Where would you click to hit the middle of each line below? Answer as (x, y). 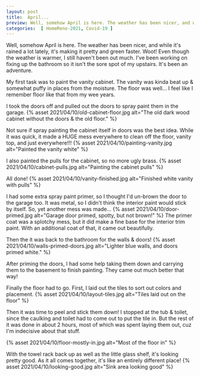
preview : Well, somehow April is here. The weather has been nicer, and (98, 23)
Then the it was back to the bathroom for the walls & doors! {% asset (91, 240)
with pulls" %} (24, 185)
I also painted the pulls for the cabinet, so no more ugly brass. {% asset (94, 161)
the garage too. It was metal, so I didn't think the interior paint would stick (96, 203)
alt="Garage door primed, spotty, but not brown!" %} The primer (113, 215)
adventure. (19, 70)
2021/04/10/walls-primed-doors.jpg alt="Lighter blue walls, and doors (92, 246)
